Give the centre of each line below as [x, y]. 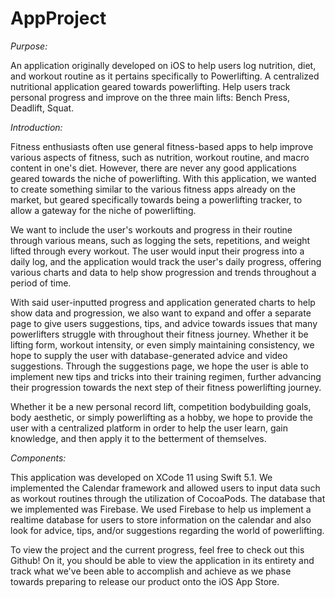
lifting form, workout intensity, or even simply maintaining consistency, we [162, 344]
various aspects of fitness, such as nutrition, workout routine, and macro [160, 157]
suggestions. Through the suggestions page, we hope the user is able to [159, 366]
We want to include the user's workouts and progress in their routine [151, 229]
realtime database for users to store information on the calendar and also [161, 519]
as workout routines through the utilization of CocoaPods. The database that [168, 498]
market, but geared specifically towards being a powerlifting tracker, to [156, 199]
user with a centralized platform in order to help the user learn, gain [149, 428]
